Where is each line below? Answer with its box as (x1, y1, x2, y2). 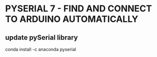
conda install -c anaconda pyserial (5, 47, 76, 52)
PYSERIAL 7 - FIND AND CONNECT (5, 3, 152, 14)
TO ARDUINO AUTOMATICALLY (5, 13, 138, 25)
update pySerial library (5, 33, 78, 42)
